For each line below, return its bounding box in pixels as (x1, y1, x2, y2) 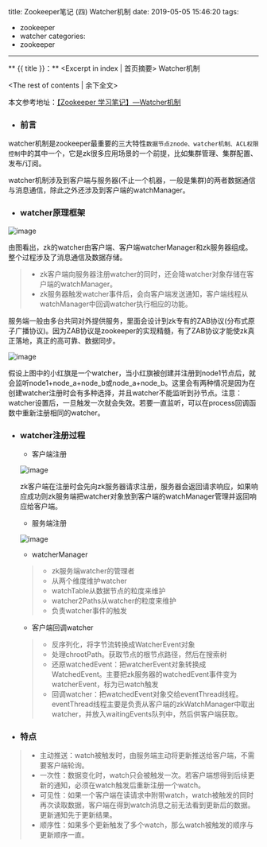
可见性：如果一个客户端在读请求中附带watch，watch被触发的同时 (39, 791, 254, 800)
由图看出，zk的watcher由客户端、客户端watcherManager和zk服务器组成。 (8, 242, 253, 252)
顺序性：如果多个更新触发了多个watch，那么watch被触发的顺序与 (39, 820, 254, 830)
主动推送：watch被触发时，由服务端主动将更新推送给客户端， (39, 751, 241, 760)
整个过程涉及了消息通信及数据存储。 (8, 252, 127, 262)
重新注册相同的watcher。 (21, 408, 105, 418)
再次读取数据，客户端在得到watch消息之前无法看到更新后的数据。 (39, 800, 255, 810)
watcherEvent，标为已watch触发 (51, 679, 159, 689)
